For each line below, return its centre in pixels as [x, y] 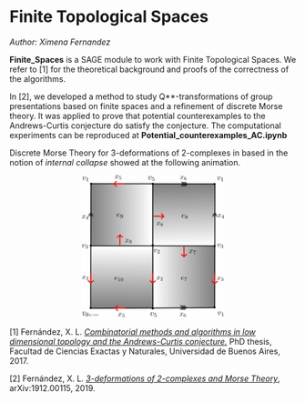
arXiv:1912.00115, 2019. [52, 387]
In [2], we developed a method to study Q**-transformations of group [141, 96]
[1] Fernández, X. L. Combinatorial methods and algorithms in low [133, 332]
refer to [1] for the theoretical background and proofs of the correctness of [149, 69]
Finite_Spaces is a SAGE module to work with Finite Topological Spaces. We [153, 59]
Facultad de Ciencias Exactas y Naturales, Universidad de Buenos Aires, [145, 351]
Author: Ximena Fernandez [60, 42]
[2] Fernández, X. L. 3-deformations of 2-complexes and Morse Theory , [145, 378]
